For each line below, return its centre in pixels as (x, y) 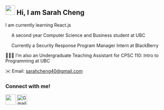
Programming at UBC (28, 61)
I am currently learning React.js (38, 25)
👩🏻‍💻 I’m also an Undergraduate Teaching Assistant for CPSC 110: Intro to (82, 55)
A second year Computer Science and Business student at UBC (78, 35)
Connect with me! (28, 86)
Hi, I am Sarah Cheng (50, 13)
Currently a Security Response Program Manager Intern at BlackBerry (85, 45)
